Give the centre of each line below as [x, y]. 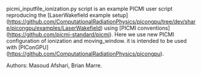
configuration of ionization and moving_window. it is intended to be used [96, 41]
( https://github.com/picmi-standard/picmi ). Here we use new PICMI [90, 34]
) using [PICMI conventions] [135, 28]
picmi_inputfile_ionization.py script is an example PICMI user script [90, 9]
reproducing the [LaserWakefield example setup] [67, 15]
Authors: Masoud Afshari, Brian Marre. [54, 65]
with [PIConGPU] [28, 47]
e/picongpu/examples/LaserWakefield [54, 28]
